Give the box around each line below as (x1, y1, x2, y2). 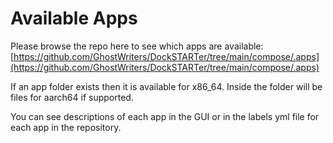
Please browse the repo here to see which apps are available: (10, 40, 264, 52)
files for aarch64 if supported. (10, 91, 134, 103)
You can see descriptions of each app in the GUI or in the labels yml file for (10, 110, 320, 122)
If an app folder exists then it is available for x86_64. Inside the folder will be (10, 80, 323, 92)
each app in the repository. (10, 121, 122, 133)
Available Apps (10, 7, 138, 30)
